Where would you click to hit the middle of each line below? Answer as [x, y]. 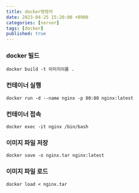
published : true [26, 34]
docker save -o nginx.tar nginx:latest [55, 156]
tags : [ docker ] [25, 28]
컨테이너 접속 [24, 114]
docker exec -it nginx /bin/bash [47, 127]
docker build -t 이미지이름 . [40, 69]
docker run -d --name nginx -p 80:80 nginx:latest [70, 98]
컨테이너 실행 [24, 86]
